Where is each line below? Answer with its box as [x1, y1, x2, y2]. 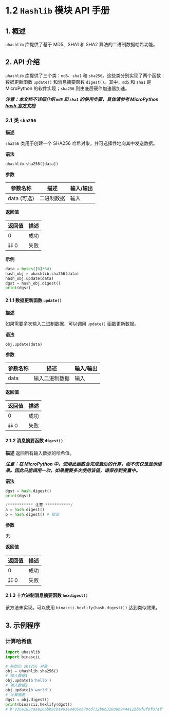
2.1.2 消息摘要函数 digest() [5, 438, 63, 444]
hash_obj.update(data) [5, 276, 54, 281]
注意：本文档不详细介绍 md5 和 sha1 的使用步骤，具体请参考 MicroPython [5, 96, 159, 102]
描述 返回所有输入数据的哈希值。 [5, 450, 74, 456]
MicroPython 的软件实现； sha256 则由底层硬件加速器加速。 [5, 85, 130, 91]
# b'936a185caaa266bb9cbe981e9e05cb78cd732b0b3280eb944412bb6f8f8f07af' [5, 707, 164, 712]
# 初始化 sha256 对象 [5, 664, 48, 669]
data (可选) [8, 195, 34, 202]
